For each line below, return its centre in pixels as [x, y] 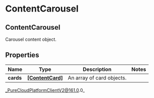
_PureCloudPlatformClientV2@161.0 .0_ [45, 90]
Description [97, 69]
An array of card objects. [97, 77]
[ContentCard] [45, 77]
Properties [22, 55]
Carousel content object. [31, 39]
